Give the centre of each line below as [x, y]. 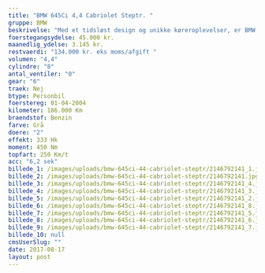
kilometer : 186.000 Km [45, 111]
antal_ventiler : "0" [42, 74]
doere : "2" [26, 132]
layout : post [30, 256]
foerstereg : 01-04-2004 [47, 103]
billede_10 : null [37, 235]
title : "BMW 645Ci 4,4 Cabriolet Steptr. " [81, 15]
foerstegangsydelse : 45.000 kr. [61, 37]
